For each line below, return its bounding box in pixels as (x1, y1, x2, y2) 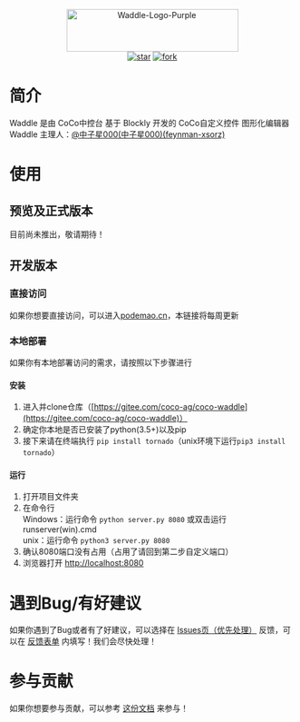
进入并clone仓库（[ (22, 401, 95, 412)
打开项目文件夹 (22, 491, 79, 502)
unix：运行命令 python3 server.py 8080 (22, 535, 170, 546)
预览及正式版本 (9, 203, 93, 218)
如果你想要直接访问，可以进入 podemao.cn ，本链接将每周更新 (9, 310, 239, 321)
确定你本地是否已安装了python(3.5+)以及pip (22, 424, 188, 435)
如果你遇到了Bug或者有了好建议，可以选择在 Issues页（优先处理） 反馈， (9, 625, 284, 636)
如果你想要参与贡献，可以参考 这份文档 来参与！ (9, 703, 189, 714)
